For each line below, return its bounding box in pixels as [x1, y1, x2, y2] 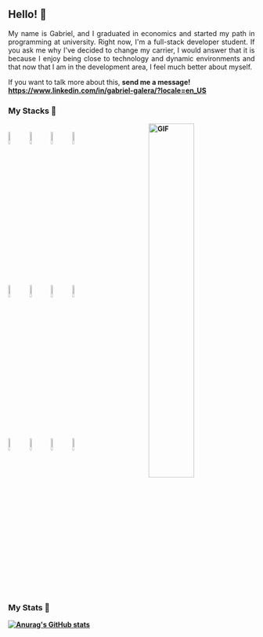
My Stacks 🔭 [8, 105, 57, 116]
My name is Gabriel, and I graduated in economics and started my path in [8, 28, 255, 38]
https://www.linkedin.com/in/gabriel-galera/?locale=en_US [8, 86, 207, 95]
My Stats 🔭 [8, 602, 51, 613]
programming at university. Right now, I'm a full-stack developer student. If [8, 37, 255, 46]
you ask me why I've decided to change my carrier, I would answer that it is [8, 45, 255, 55]
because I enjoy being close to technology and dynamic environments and [8, 53, 255, 63]
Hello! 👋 [8, 8, 47, 21]
